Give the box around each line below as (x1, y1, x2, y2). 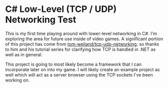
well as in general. (5, 51, 43, 58)
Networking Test (5, 14, 76, 25)
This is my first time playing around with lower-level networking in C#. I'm (5, 30, 157, 36)
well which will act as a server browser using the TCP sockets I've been (5, 72, 153, 78)
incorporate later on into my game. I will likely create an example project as (5, 66, 160, 73)
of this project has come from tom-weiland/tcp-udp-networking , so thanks (5, 41, 159, 47)
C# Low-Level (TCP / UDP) (5, 3, 117, 15)
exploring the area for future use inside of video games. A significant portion (5, 36, 163, 42)
